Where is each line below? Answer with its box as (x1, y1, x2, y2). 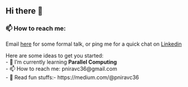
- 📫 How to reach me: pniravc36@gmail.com (5, 65, 117, 72)
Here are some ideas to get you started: (5, 52, 104, 59)
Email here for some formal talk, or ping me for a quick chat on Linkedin (5, 40, 182, 47)
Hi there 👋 (5, 6, 43, 16)
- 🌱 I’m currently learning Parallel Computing (5, 58, 117, 65)
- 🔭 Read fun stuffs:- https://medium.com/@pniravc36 (5, 73, 139, 81)
